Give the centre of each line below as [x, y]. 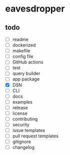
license [20, 113]
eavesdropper [35, 9]
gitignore [22, 142]
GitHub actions [28, 62]
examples [22, 102]
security [21, 124]
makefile [21, 51]
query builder [26, 73]
